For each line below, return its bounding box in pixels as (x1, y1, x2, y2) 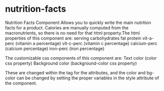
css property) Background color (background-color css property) (5, 60, 137, 66)
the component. (5, 80, 37, 86)
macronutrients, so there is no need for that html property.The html (5, 30, 140, 36)
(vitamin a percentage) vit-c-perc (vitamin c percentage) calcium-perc (15, 40, 158, 46)
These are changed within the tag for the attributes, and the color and (5, 69, 146, 75)
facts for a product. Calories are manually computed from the (5, 24, 129, 30)
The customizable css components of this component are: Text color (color (5, 55, 157, 61)
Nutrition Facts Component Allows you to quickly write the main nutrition (5, 20, 151, 25)
